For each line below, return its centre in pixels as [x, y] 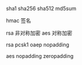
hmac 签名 [19, 20]
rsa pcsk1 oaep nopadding [38, 45]
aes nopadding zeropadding [40, 56]
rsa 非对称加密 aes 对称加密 [39, 33]
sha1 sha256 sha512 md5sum [41, 8]
